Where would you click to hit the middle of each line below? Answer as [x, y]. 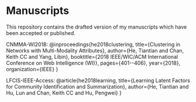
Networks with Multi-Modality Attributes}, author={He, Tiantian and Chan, [95, 50]
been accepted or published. [41, 33]
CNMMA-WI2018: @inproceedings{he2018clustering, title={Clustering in [93, 44]
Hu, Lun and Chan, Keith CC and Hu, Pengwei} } [64, 93]
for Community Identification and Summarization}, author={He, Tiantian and [97, 86]
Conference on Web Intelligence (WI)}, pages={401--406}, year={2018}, [93, 63]
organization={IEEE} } [32, 69]
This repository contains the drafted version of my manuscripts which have [97, 27]
